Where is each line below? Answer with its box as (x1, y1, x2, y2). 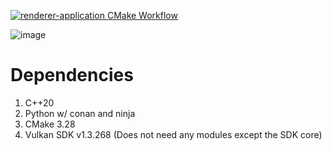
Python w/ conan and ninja (24, 107, 136, 119)
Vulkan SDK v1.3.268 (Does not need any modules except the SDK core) (24, 128, 323, 140)
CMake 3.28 (24, 118, 76, 130)
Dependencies (10, 64, 134, 87)
